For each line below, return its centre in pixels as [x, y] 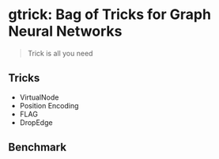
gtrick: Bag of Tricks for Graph [110, 15]
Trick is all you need [60, 53]
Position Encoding [49, 105]
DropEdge [36, 122]
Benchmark [38, 148]
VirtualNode [39, 97]
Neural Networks [65, 31]
